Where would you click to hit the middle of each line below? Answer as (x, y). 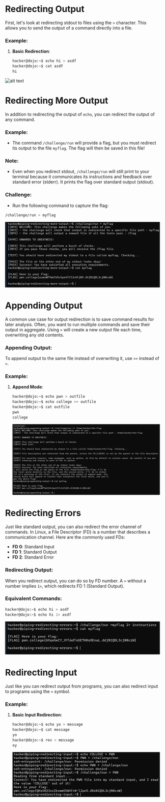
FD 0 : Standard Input (33, 547)
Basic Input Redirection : (37, 715)
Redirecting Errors (43, 513)
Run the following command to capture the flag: (60, 206)
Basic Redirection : (31, 51)
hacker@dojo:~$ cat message (41, 730)
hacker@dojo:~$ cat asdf (38, 66)
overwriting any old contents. (35, 335)
